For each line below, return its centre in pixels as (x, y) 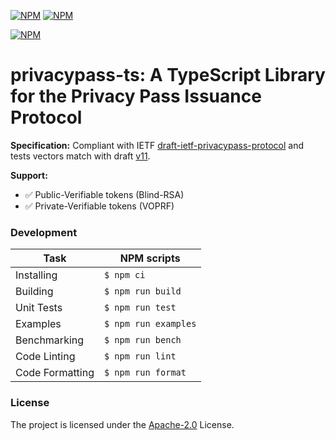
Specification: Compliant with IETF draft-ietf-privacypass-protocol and (157, 145)
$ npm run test (140, 308)
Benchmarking (50, 340)
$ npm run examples (150, 324)
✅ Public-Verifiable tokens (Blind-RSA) (104, 194)
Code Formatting (55, 373)
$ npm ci (125, 275)
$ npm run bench (143, 340)
